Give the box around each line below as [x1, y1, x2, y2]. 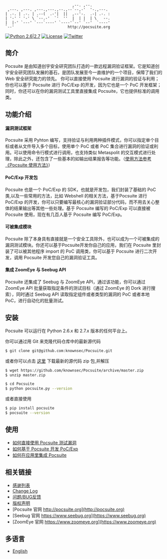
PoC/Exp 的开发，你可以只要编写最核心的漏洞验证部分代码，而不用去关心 [5, 199, 156, 205]
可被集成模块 [5, 224, 31, 230]
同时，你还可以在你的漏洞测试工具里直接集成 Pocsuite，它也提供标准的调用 [5, 88, 160, 94]
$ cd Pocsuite [5, 381, 35, 386]
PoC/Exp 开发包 [5, 175, 38, 180]
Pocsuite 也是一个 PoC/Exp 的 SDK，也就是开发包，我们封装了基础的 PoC [5, 186, 156, 192]
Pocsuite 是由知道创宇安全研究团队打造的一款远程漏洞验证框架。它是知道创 [5, 63, 160, 69]
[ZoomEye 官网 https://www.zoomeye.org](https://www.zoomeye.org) [12, 519, 157, 525]
